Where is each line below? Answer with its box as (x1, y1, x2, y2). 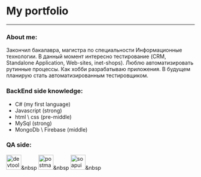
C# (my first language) (14, 100, 71, 108)
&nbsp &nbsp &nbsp (21, 164, 102, 171)
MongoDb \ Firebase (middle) (14, 126, 88, 133)
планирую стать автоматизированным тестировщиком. (6, 72, 148, 79)
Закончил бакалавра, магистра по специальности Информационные (6, 47, 182, 54)
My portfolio (6, 4, 69, 18)
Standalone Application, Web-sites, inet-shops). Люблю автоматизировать (6, 59, 194, 66)
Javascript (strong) (14, 106, 62, 114)
